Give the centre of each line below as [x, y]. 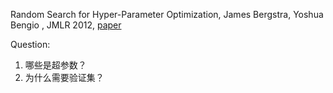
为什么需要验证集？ [64, 77]
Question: [30, 44]
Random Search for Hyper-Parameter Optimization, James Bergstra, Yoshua [167, 14]
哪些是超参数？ [55, 65]
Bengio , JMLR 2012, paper [66, 25]
